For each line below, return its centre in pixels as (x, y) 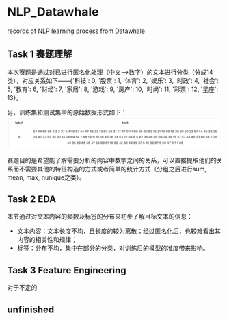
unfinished (31, 309)
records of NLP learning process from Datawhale (76, 31)
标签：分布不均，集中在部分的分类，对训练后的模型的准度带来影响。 (113, 248)
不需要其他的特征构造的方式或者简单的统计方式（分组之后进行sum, (112, 169)
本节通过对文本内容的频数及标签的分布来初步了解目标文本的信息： (100, 217)
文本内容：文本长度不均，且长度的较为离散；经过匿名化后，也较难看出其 (119, 231)
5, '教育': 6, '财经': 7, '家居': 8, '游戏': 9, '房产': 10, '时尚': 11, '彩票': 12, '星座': (113, 89)
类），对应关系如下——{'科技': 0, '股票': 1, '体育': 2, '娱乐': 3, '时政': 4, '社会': (113, 80)
